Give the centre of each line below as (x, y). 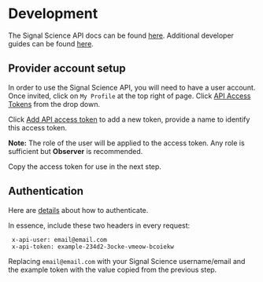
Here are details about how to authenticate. (78, 210)
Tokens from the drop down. (54, 104)
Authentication (46, 191)
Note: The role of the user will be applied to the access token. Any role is (127, 143)
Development (53, 14)
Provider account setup (67, 69)
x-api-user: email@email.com (59, 240)
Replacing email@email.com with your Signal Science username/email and (127, 261)
